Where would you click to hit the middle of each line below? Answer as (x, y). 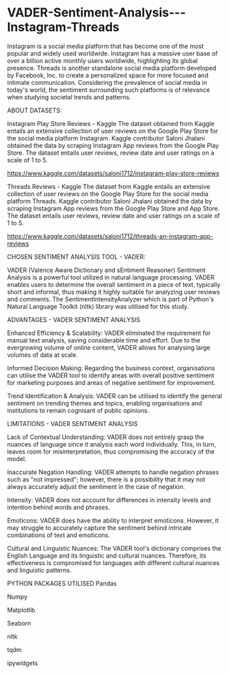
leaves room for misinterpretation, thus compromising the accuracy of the (111, 451)
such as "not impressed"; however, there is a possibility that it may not (106, 479)
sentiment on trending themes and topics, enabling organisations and (105, 403)
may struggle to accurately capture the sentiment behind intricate (99, 527)
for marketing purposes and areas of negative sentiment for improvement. (111, 382)
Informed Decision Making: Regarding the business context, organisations (111, 368)
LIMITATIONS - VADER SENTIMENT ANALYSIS (72, 423)
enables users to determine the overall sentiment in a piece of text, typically (114, 284)
